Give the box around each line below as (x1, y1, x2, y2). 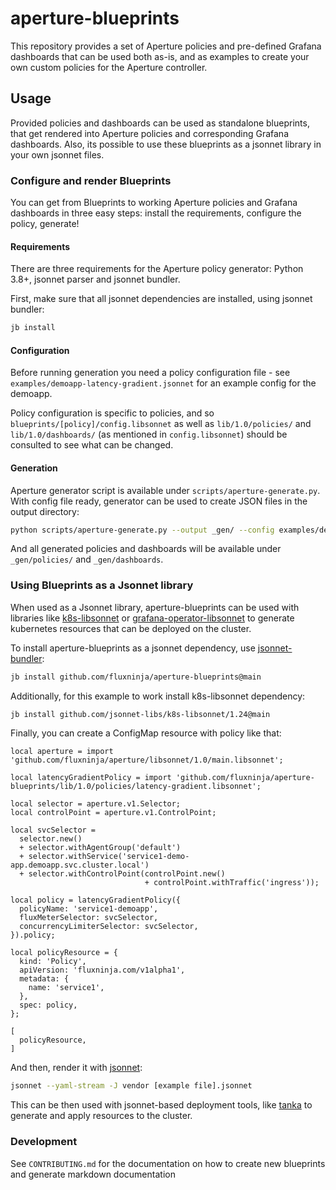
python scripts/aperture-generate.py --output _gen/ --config (10, 525, 275, 535)
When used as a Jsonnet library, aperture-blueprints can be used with (10, 601, 300, 613)
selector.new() (19, 834, 83, 844)
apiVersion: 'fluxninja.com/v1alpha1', (19, 965, 186, 976)
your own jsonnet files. (10, 148, 105, 161)
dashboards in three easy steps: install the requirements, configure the (10, 207, 302, 219)
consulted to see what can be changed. (10, 439, 174, 451)
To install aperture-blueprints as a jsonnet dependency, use (10, 642, 256, 654)
